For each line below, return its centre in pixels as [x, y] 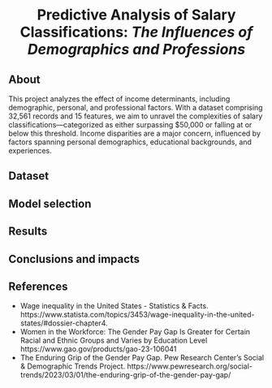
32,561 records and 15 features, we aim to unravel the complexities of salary [136, 116]
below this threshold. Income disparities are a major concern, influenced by [135, 133]
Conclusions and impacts [74, 259]
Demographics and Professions [136, 50]
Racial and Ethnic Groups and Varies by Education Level [114, 341]
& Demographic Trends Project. [73, 366]
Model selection [50, 203]
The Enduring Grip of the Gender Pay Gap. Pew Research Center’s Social [142, 358]
